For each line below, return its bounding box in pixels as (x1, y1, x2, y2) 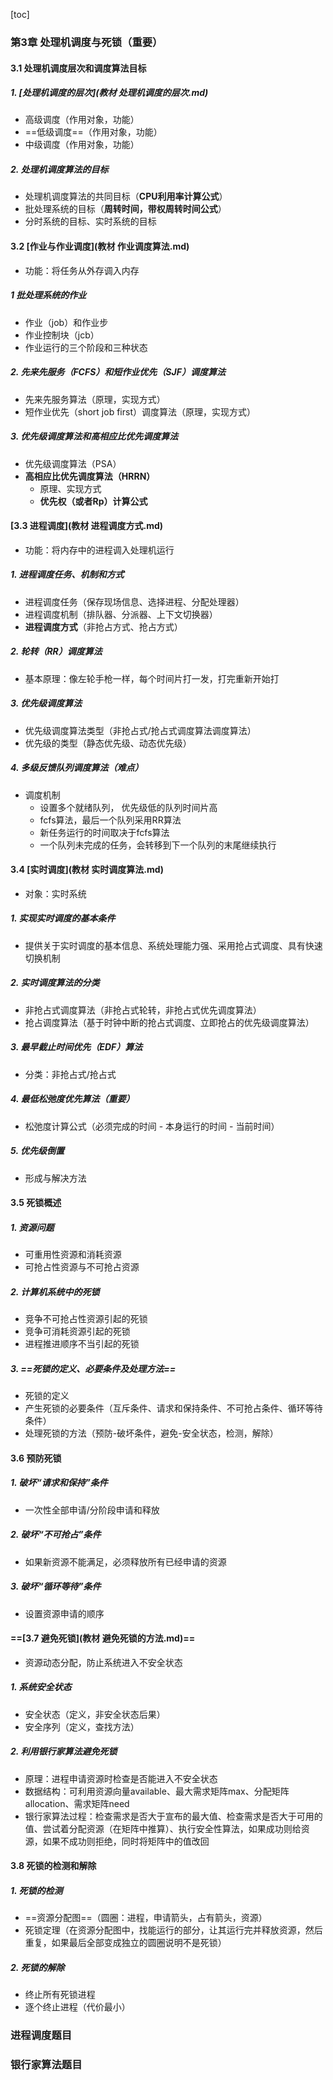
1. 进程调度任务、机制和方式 (10, 569, 125, 581)
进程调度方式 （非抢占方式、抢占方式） (24, 620, 183, 633)
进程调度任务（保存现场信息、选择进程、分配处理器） (24, 595, 245, 608)
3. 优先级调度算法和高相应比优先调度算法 (10, 430, 179, 443)
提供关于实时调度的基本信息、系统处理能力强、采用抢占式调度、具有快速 (24, 939, 323, 951)
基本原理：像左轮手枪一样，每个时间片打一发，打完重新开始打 (24, 672, 280, 684)
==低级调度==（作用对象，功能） (24, 126, 163, 138)
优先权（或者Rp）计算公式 (39, 495, 148, 507)
